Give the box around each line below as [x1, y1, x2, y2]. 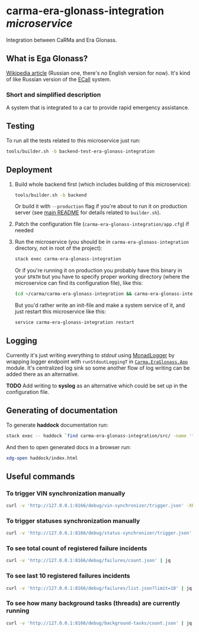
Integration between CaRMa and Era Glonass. [6, 36, 117, 43]
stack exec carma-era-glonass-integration [14, 256, 121, 262]
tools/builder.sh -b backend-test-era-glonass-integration [6, 148, 155, 154]
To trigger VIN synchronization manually [6, 489, 126, 497]
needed [14, 227, 34, 234]
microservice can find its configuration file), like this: [14, 280, 143, 287]
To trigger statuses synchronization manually [6, 516, 140, 525]
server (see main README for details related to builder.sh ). [14, 209, 161, 216]
